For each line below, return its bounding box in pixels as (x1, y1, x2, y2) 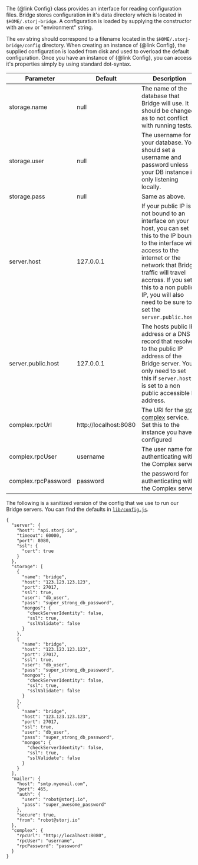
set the (141, 306, 161, 313)
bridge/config (6, 43, 41, 48)
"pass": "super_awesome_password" (21, 802, 107, 808)
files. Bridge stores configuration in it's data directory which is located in (6, 11, 183, 18)
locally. (141, 183, 161, 191)
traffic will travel (141, 268, 186, 277)
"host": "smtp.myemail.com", (16, 781, 88, 787)
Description (153, 74, 187, 82)
